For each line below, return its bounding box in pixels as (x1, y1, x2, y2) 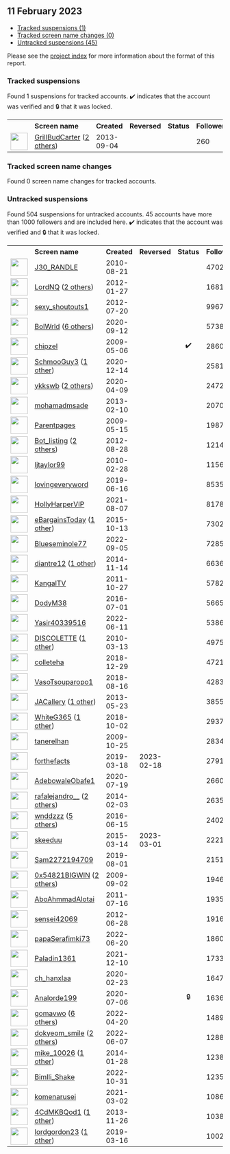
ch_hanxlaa (34, 973, 71, 983)
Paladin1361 (34, 953, 77, 963)
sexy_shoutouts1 (34, 302, 89, 311)
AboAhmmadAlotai (34, 894, 94, 904)
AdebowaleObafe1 (34, 776, 95, 785)
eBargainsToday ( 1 (34, 514, 96, 524)
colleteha (34, 657, 64, 667)
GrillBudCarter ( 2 (34, 133, 90, 142)
